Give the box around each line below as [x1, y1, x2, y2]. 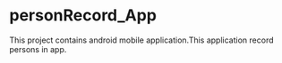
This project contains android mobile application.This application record [9, 35, 274, 45]
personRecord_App [9, 5, 157, 26]
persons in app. [9, 43, 67, 54]
